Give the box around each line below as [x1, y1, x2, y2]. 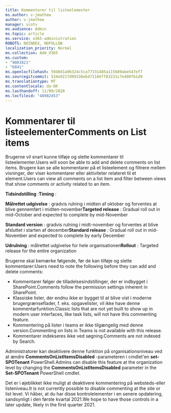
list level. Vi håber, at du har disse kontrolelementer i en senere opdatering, [5, 391, 163, 397]
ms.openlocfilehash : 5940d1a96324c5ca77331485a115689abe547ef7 [5, 70, 143, 75]
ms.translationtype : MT [5, 79, 56, 84]
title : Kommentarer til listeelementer [5, 7, 90, 13]
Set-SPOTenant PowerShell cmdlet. [5, 370, 81, 376]
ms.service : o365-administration [5, 36, 77, 41]
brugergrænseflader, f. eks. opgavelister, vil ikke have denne [12, 300, 140, 307]
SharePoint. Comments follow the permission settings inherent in [12, 284, 148, 290]
